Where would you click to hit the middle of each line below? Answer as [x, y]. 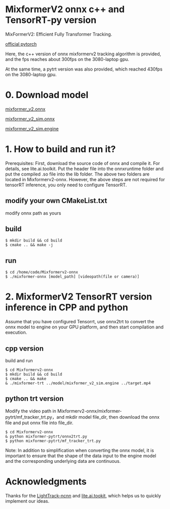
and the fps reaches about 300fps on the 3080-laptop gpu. [67, 59]
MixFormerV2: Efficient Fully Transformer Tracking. [59, 34]
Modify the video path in [31, 411]
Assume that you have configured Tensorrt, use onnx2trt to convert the [80, 322]
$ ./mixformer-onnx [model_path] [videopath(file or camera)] [72, 277]
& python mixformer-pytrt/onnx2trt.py [46, 436]
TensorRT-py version [51, 20]
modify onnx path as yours [33, 213]
